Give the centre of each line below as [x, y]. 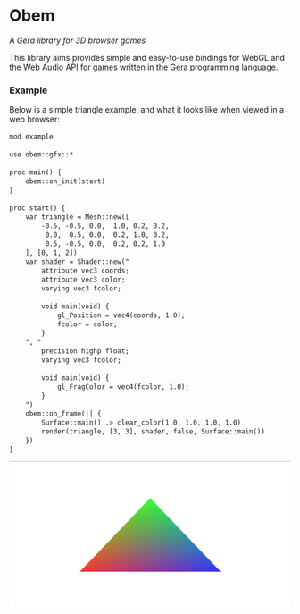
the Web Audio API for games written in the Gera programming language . [144, 67]
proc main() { [36, 172]
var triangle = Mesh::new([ [77, 217]
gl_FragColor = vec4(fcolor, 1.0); [123, 387]
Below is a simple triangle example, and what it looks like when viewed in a [146, 110]
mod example [31, 137]
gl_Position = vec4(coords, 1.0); [121, 315]
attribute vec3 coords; [85, 271]
